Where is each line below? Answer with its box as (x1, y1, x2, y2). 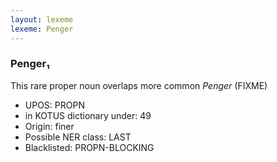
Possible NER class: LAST (24, 131, 132, 143)
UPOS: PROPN (24, 99, 85, 111)
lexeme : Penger (10, 24, 74, 34)
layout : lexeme (10, 14, 74, 25)
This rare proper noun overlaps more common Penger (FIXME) (10, 79, 268, 91)
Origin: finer (24, 120, 75, 132)
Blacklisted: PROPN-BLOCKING (24, 141, 155, 153)
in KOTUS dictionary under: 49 (24, 109, 152, 121)
